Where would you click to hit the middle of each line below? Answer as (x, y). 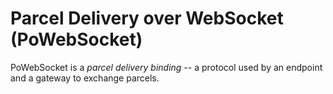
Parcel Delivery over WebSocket (147, 18)
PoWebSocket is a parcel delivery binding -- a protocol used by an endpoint (166, 67)
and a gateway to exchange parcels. (85, 78)
